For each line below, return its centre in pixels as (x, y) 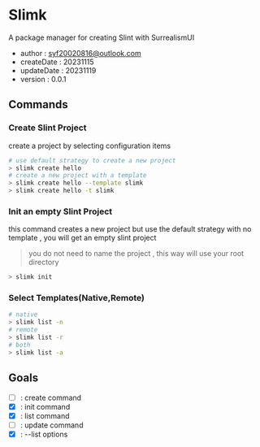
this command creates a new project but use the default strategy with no (130, 229)
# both (19, 345)
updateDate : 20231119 (58, 70)
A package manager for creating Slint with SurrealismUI (102, 37)
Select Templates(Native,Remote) (76, 298)
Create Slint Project (48, 128)
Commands (39, 104)
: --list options (44, 434)
